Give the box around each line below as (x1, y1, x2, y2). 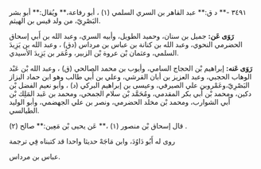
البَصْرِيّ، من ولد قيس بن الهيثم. (9, 16, 101, 25)
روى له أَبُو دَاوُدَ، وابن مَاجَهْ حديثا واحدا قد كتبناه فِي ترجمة (9, 136, 176, 146)
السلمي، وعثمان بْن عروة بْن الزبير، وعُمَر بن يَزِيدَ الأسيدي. (9, 48, 180, 57)
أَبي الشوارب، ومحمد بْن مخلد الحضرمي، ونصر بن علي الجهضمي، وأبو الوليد (9, 98, 231, 106)
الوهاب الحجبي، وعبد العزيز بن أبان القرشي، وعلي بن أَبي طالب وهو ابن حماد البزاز (9, 72, 252, 81)
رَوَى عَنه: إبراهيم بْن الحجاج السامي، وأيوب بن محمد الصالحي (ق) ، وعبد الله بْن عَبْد (9, 63, 253, 73)
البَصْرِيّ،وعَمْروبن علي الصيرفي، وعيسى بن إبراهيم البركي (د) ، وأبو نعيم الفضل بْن (9, 80, 250, 90)
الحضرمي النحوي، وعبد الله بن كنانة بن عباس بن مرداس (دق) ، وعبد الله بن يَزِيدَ (9, 40, 243, 49)
